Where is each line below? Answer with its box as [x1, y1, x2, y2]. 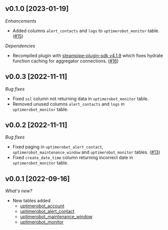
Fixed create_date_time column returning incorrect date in [12, 155, 133, 161]
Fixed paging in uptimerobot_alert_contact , [12, 144, 104, 150]
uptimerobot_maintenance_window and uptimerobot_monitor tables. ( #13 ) [12, 149, 160, 156]
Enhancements [5, 18, 37, 24]
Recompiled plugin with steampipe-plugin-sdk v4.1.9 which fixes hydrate [12, 52, 163, 58]
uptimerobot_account [20, 203, 64, 209]
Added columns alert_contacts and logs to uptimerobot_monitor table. [12, 28, 160, 34]
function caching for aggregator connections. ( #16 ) [12, 58, 119, 64]
